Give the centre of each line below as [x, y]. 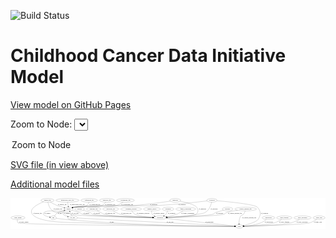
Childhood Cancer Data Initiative [148, 56]
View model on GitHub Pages [71, 104]
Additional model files [55, 184]
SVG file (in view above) [60, 164]
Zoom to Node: [41, 124]
